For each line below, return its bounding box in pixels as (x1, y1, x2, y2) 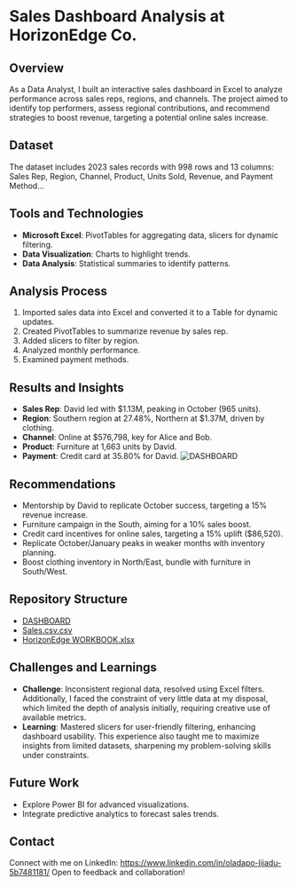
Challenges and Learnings (9, 660, 158, 676)
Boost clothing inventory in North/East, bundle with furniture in (21, 557, 251, 567)
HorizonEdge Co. (9, 25, 137, 45)
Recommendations (9, 477, 116, 492)
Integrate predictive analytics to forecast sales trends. (21, 808, 220, 819)
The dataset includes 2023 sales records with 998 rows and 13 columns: (9, 162, 275, 172)
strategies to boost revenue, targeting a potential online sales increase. (9, 113, 269, 123)
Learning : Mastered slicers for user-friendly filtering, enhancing (21, 721, 256, 732)
